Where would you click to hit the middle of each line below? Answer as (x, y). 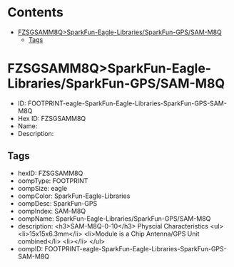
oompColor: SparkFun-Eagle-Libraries (74, 196)
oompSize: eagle (42, 188)
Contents (36, 12)
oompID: (30, 248)
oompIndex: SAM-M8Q (52, 211)
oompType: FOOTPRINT (53, 180)
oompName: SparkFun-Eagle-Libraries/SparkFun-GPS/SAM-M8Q (114, 219)
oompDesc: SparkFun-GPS (57, 203)
